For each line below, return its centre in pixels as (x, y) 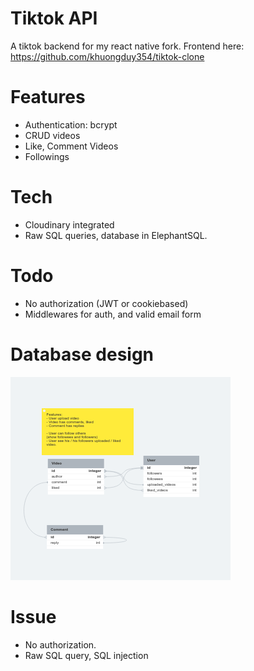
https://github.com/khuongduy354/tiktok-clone (107, 56)
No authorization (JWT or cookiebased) (106, 303)
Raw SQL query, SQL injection (86, 655)
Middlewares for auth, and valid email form (113, 314)
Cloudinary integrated (69, 224)
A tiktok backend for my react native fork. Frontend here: (127, 46)
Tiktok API (54, 18)
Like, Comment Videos (71, 146)
